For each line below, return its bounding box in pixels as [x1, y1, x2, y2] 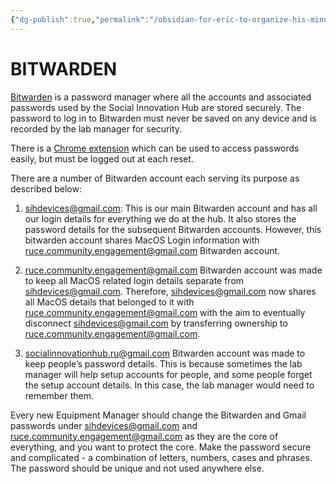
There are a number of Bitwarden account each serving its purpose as [10, 172, 300, 184]
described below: [10, 182, 82, 195]
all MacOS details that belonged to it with [24, 296, 195, 308]
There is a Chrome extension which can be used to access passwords [10, 142, 300, 154]
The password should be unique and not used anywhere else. [10, 462, 265, 474]
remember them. [24, 389, 94, 401]
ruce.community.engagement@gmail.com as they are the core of [10, 430, 279, 442]
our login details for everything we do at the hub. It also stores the [24, 212, 297, 225]
